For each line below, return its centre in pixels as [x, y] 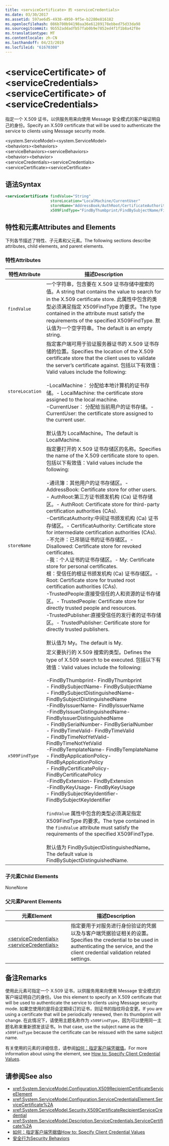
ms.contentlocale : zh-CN [31, 38]
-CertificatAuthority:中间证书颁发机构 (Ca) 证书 [102, 518]
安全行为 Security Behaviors [41, 1138]
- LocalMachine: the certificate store [100, 393]
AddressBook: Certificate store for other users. [101, 489]
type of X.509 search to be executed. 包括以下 [101, 660]
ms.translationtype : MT [30, 33]
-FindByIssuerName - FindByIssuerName [95, 705]
